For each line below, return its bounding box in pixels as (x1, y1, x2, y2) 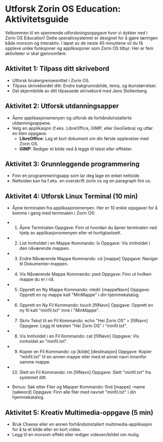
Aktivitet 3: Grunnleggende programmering (5, 159, 140, 168)
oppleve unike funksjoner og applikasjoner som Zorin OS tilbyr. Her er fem (5, 45, 154, 51)
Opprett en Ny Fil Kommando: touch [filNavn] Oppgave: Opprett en (19, 302, 153, 308)
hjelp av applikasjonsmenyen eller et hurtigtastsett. (19, 230, 122, 236)
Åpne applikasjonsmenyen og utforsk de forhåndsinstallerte (12, 115, 132, 121)
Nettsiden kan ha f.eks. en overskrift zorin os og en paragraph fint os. (12, 178, 152, 184)
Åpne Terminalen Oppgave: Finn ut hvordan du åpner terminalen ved (19, 225, 157, 230)
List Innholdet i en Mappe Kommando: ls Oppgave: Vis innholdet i (19, 240, 150, 246)
